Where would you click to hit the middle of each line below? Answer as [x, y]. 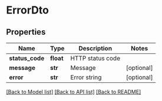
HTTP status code [95, 58]
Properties [26, 32]
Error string [86, 77]
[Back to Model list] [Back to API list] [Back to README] [74, 92]
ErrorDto [27, 10]
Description [95, 48]
